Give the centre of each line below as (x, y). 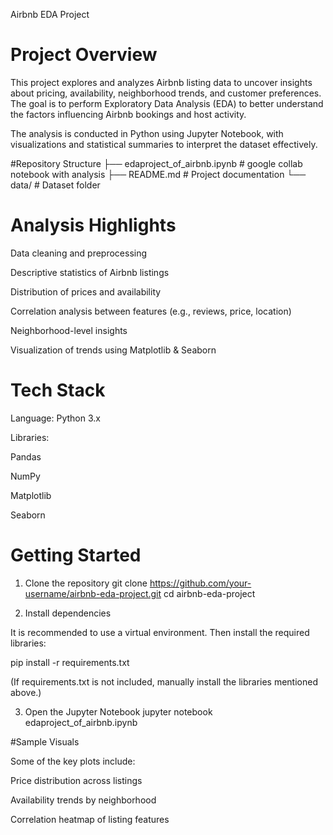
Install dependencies (68, 613)
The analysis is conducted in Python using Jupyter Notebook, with (147, 133)
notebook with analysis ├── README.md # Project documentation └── (158, 174)
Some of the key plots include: (73, 761)
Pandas (26, 456)
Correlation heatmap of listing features (90, 819)
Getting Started (76, 555)
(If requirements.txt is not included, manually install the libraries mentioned (164, 681)
